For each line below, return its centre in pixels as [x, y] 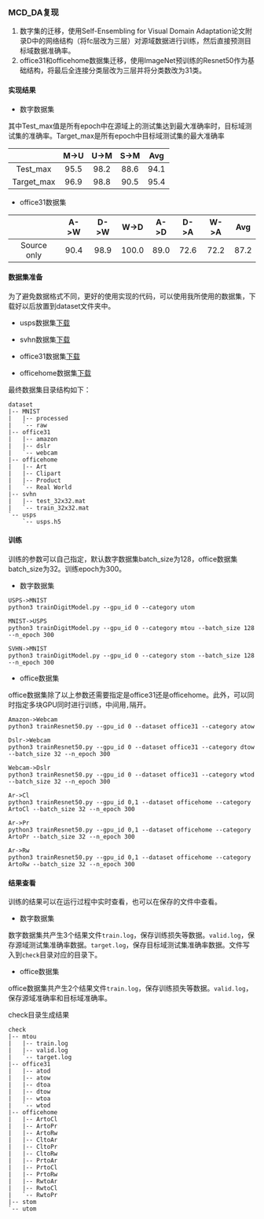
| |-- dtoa [29, 1085]
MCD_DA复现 [33, 12]
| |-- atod [29, 1071]
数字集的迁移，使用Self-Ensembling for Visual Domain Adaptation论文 [132, 31]
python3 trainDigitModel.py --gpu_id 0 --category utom [101, 607]
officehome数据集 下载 [55, 372]
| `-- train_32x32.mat [49, 508]
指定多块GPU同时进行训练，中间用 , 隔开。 [82, 704]
